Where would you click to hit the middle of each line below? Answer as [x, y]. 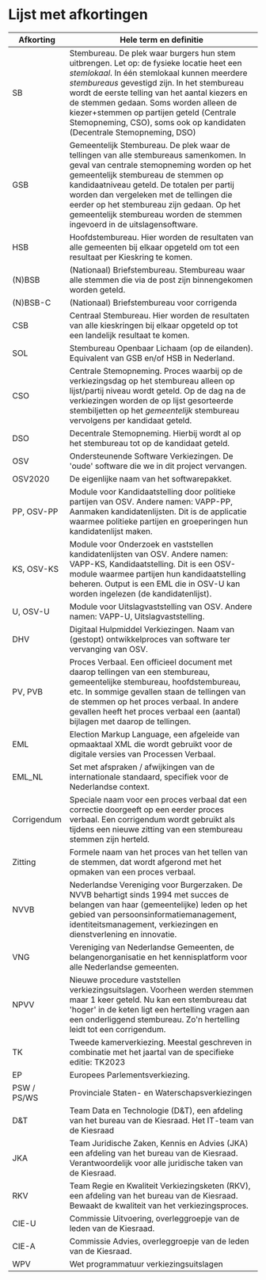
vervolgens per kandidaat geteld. [131, 420]
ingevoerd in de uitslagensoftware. [133, 224]
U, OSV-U [31, 611]
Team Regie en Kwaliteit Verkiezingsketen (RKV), [160, 1186]
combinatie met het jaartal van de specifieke [152, 1052]
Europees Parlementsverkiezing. [129, 1075]
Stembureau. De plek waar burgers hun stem [152, 53]
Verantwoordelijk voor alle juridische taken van [156, 1163]
